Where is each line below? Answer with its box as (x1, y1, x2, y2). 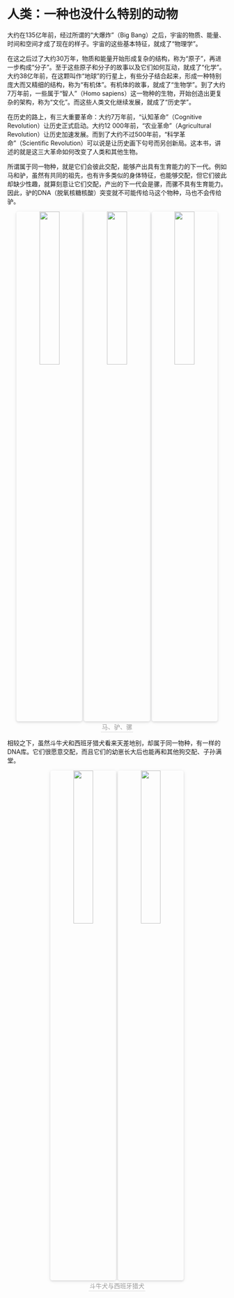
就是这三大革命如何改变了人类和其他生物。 (19, 147, 141, 155)
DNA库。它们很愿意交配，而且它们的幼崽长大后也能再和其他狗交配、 (7, 747, 204, 756)
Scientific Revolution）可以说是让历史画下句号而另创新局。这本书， (22, 139, 215, 147)
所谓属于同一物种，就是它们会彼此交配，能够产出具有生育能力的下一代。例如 (7, 162, 227, 171)
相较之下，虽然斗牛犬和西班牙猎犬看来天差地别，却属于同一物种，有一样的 (7, 738, 221, 747)
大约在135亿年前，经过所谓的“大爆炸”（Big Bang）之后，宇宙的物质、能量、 (7, 31, 225, 39)
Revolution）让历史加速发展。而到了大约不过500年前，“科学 (7, 130, 180, 138)
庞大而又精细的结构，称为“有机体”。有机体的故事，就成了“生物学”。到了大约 (7, 80, 226, 89)
